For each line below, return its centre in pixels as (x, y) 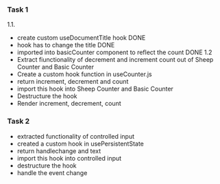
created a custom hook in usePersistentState (80, 143)
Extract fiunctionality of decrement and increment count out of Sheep (115, 60)
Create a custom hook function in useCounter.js (84, 74)
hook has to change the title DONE (66, 45)
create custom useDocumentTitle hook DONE (81, 38)
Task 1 (18, 10)
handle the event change (52, 172)
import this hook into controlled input (69, 158)
